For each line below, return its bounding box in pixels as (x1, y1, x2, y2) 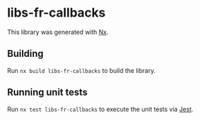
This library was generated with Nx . (7, 28, 109, 36)
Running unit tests (7, 87, 88, 98)
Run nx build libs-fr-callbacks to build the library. (7, 66, 156, 74)
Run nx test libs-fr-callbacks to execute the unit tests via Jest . (7, 105, 194, 113)
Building (7, 48, 44, 60)
